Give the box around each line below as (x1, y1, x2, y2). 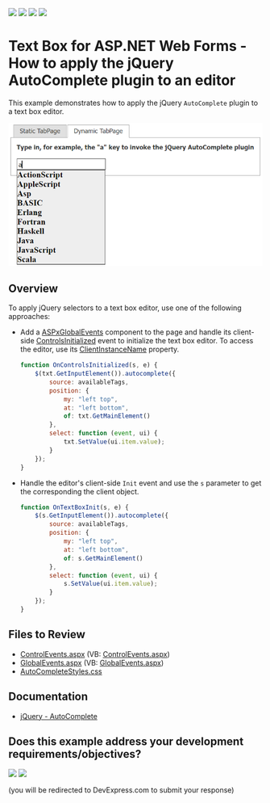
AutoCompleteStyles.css (19, 666, 102, 676)
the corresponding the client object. (19, 486, 139, 496)
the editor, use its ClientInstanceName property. (19, 344, 180, 355)
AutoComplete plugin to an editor (8, 71, 236, 90)
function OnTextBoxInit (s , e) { (19, 503, 129, 511)
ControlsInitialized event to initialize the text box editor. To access (35, 336, 254, 346)
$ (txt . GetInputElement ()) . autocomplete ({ (35, 370, 176, 378)
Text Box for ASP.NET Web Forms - (8, 37, 247, 56)
